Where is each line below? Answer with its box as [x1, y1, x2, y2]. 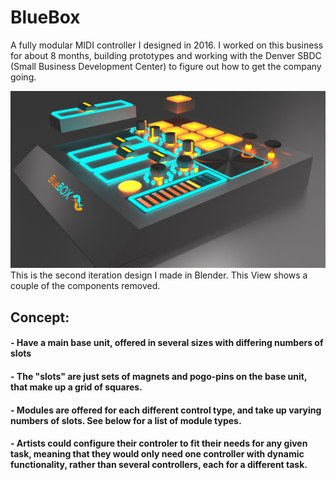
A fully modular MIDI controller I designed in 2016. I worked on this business [10, 39, 324, 51]
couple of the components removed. [10, 280, 161, 292]
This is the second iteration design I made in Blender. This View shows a [10, 269, 308, 281]
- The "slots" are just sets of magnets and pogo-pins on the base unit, [10, 371, 308, 383]
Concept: [10, 309, 70, 326]
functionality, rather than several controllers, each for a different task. [10, 459, 308, 471]
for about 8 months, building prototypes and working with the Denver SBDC [10, 49, 322, 61]
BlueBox [10, 6, 81, 29]
